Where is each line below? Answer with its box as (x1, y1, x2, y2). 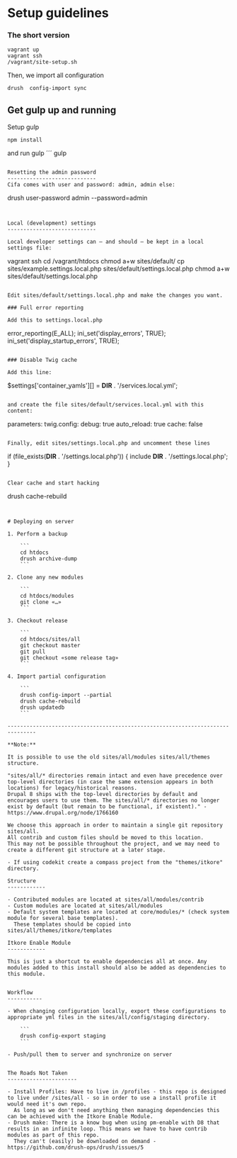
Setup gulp (7, 123, 40, 132)
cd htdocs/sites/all (20, 636, 81, 643)
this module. (7, 970, 46, 978)
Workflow (7, 989, 33, 997)
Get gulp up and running (7, 104, 117, 116)
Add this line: (7, 369, 52, 376)
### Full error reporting (7, 305, 83, 312)
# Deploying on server (7, 518, 74, 526)
